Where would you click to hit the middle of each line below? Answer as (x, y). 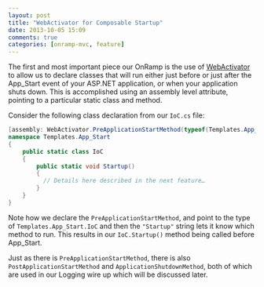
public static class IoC (63, 151)
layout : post (29, 15)
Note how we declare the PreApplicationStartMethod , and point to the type (129, 217)
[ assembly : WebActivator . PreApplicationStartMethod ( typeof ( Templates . (126, 130)
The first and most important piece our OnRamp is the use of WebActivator (129, 67)
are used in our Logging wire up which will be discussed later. (108, 274)
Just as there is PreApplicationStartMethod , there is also (99, 258)
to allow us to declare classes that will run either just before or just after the (130, 75)
